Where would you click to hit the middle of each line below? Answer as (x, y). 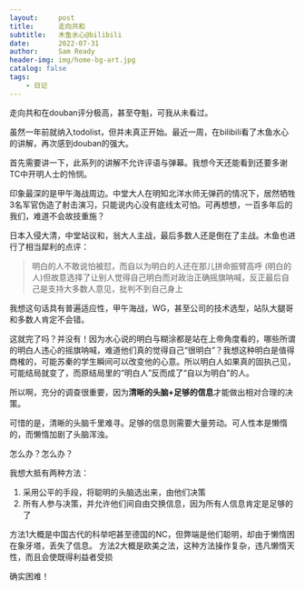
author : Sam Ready (52, 52)
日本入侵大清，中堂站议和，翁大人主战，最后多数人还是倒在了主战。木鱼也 (148, 235)
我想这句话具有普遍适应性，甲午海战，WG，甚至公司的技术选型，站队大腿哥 (152, 308)
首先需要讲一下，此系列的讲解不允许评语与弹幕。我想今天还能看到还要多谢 (148, 162)
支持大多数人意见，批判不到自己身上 (115, 288)
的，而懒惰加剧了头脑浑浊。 (61, 434)
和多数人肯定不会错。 (49, 319)
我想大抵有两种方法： (49, 473)
